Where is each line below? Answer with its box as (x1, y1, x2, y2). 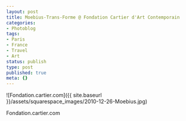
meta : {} (6, 75, 28, 81)
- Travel (6, 48, 28, 54)
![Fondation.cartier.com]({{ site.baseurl (6, 92, 103, 99)
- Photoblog (6, 25, 36, 32)
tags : (6, 31, 20, 37)
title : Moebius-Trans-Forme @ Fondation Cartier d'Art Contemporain (6, 14, 180, 20)
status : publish (6, 58, 46, 64)
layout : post (6, 8, 39, 15)
